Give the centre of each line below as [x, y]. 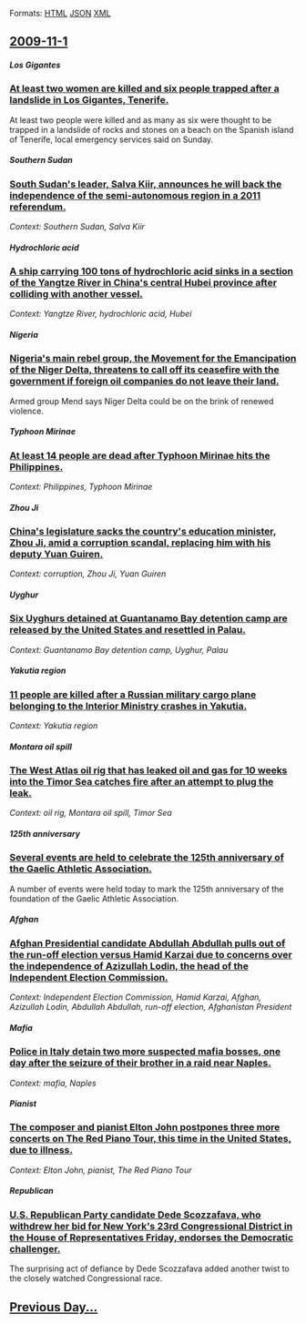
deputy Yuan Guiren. [56, 555]
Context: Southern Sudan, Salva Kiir [77, 227]
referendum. [38, 207]
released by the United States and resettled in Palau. [127, 630]
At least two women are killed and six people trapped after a [144, 88]
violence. [26, 411]
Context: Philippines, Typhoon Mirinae [81, 487]
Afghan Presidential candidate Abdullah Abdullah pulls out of [148, 943]
